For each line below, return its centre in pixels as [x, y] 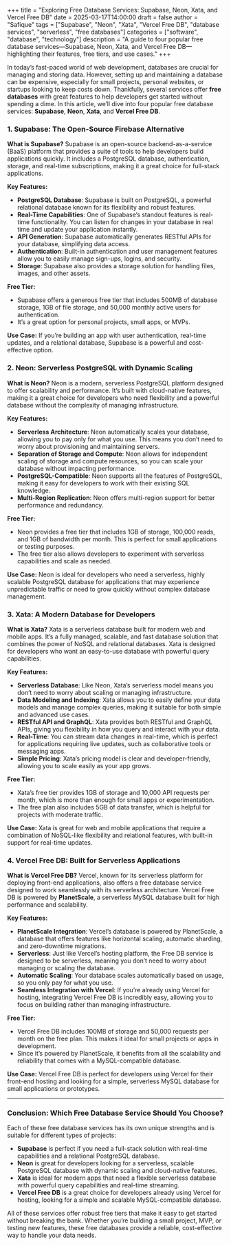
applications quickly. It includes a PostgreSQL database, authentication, [109, 159]
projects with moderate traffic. [60, 814]
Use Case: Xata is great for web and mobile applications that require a [107, 827]
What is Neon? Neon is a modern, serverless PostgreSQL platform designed [115, 383]
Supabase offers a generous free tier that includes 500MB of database [117, 300]
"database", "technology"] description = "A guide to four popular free [105, 39]
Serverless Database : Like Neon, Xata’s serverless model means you [115, 685]
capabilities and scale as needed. [64, 561]
